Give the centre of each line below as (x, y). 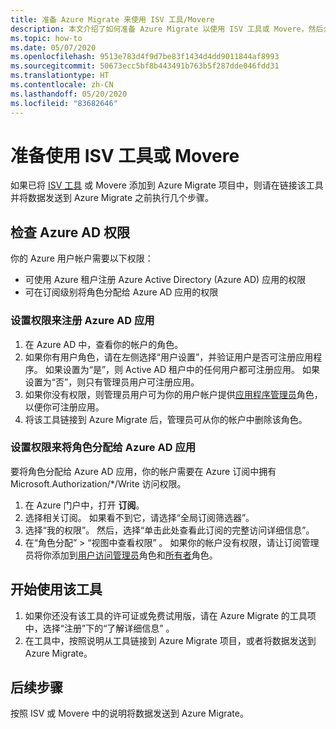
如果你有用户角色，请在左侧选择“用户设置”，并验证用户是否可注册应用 (169, 357)
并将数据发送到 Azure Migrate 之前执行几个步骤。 (112, 198)
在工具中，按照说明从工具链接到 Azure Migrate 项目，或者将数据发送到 (170, 640)
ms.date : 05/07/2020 (53, 47)
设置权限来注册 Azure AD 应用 (82, 321)
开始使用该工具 (56, 589)
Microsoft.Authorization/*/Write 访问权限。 (98, 483)
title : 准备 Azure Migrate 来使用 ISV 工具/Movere (112, 19)
